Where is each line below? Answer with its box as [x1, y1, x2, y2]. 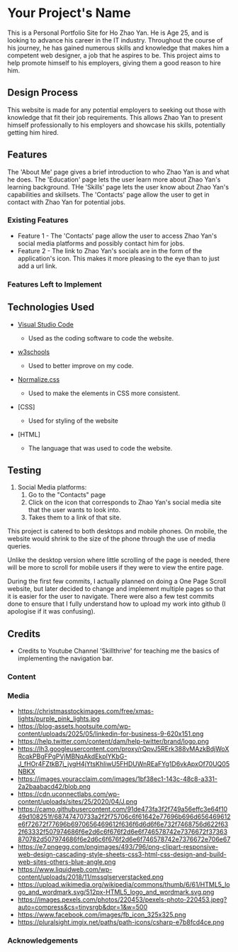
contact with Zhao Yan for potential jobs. [7, 197, 126, 206]
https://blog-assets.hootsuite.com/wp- [17, 722, 131, 731]
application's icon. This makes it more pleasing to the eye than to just [17, 254, 220, 262]
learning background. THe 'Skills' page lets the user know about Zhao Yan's [7, 182, 229, 191]
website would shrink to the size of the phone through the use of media [7, 534, 216, 543]
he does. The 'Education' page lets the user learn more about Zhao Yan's [7, 175, 221, 184]
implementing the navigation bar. [17, 654, 114, 663]
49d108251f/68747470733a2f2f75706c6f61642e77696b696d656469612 [17, 812, 231, 821]
